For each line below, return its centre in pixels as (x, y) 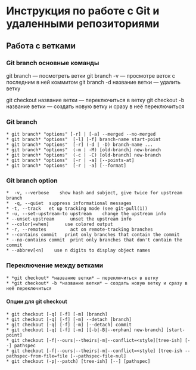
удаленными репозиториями (83, 24)
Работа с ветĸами (41, 46)
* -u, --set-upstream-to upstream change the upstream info (86, 214)
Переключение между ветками (55, 265)
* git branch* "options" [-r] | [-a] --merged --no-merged (81, 134)
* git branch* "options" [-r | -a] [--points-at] (70, 160)
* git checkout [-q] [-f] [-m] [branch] (57, 314)
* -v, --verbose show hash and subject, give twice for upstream (94, 193)
